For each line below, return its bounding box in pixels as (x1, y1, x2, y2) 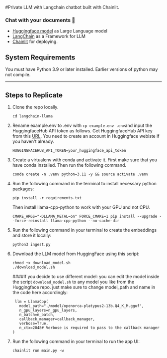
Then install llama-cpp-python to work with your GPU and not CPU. (12, 204, 150, 210)
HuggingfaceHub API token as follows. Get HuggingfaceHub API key (12, 127, 153, 134)
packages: (12, 186, 34, 192)
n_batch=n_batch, (19, 312, 55, 317)
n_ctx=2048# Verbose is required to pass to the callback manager (19, 325, 160, 330)
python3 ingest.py (12, 242, 51, 247)
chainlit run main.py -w (12, 348, 64, 353)
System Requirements (5, 53, 76, 61)
